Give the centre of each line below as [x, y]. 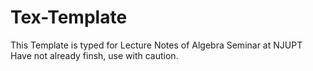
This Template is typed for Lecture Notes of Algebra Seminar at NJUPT [156, 45]
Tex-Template [69, 17]
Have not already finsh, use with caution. [94, 55]
